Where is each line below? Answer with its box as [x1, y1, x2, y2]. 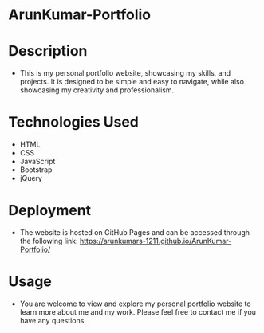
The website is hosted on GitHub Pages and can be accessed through [19, 228, 250, 237]
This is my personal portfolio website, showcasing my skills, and [19, 69, 231, 78]
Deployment [8, 202, 92, 220]
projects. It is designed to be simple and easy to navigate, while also [19, 77, 245, 87]
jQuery [19, 174, 42, 183]
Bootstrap [19, 165, 53, 174]
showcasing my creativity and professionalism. [19, 85, 175, 95]
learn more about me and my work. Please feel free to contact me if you [19, 307, 257, 316]
